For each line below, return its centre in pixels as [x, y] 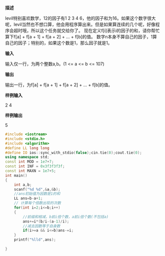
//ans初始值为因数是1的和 [37, 194]
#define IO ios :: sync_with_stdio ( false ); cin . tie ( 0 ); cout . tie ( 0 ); [74, 152]
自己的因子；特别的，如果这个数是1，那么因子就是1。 [59, 43]
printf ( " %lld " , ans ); [35, 240]
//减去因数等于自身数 [42, 226]
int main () [16, 175]
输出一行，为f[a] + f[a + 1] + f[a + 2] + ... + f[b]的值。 [59, 85]
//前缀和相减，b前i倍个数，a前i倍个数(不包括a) [66, 217]
